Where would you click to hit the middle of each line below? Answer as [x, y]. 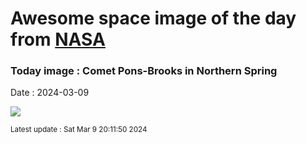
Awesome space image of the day [153, 18]
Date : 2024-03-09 [50, 93]
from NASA [58, 39]
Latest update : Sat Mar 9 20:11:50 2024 [79, 130]
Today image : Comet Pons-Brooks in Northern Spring [144, 71]
